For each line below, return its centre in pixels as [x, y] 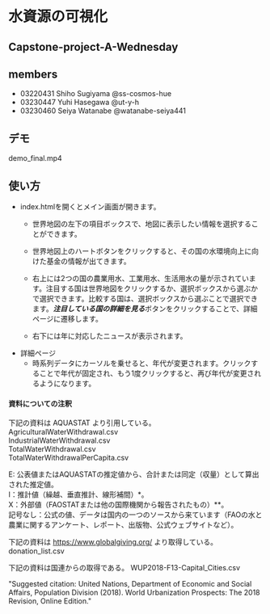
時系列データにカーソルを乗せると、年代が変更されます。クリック [141, 364]
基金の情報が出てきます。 [89, 261]
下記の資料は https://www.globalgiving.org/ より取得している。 [113, 542]
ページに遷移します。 [67, 319]
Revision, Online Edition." [50, 601]
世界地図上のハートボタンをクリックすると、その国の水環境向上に [142, 251]
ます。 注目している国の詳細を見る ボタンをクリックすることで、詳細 [145, 309]
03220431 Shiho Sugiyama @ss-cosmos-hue [96, 94]
